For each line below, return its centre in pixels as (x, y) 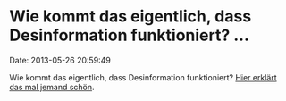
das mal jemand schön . (52, 87)
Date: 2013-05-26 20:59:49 (60, 60)
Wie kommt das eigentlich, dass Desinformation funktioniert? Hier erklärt (143, 77)
